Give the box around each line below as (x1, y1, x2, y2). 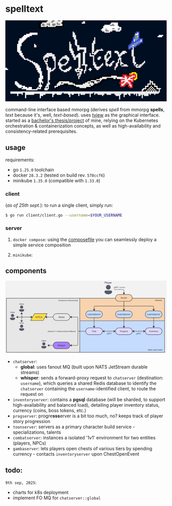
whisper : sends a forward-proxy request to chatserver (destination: (20, 375, 164, 381)
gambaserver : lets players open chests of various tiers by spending (12, 446, 153, 452)
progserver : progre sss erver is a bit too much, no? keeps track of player (12, 413, 164, 419)
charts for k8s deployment (12, 490, 69, 496)
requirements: (5, 157, 35, 163)
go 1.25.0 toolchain (12, 167, 55, 173)
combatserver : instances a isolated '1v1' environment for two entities (12, 435, 156, 441)
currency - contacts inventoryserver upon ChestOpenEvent (12, 451, 140, 457)
